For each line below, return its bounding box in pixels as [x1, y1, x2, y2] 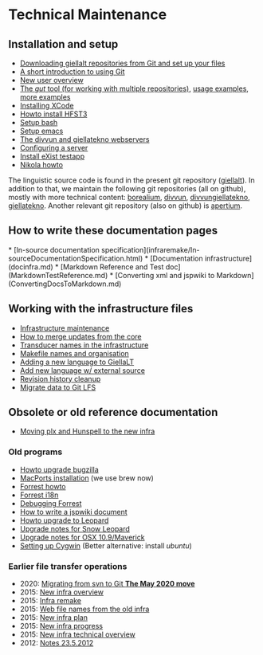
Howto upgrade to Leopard [19, 516, 109, 525]
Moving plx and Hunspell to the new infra [19, 426, 155, 436]
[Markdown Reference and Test [60, 261, 164, 272]
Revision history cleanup [19, 374, 101, 383]
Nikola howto [19, 160, 64, 169]
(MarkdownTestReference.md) [8, 270, 108, 280]
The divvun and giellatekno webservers [19, 135, 150, 144]
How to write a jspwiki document [19, 507, 128, 516]
